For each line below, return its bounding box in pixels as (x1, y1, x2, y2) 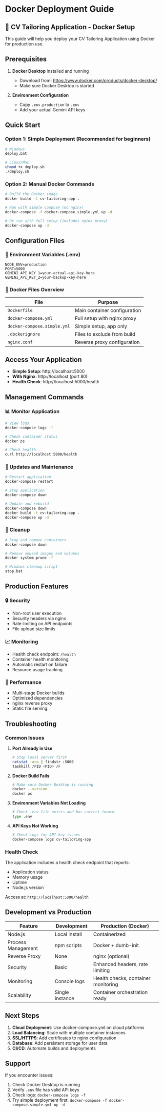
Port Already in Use (12, 745, 53, 751)
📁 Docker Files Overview (5, 287, 64, 293)
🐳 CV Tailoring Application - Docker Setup (5, 23, 135, 31)
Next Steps (5, 1011, 40, 1020)
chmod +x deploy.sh (5, 165, 45, 169)
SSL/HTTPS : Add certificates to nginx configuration (12, 1035, 117, 1041)
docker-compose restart (5, 479, 54, 484)
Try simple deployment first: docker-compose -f (12, 1097, 107, 1103)
